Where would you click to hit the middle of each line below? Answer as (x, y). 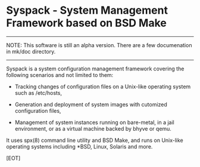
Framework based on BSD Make (86, 23)
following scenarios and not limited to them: (60, 75)
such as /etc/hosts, (38, 92)
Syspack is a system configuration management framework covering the (95, 69)
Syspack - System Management (87, 10)
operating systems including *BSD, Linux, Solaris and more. (79, 146)
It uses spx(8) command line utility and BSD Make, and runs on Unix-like (95, 140)
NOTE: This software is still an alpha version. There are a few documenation (99, 45)
